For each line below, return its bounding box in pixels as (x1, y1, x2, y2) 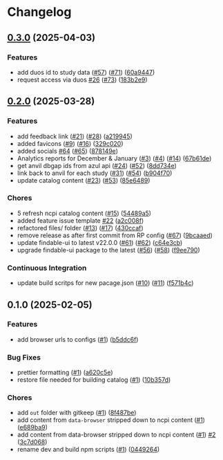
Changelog (7, 4, 72, 20)
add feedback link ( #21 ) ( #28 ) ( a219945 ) (17, 132, 133, 140)
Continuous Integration (7, 263, 87, 273)
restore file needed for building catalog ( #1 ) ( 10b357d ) (17, 376, 171, 384)
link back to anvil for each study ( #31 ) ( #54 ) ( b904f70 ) (17, 169, 173, 177)
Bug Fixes (7, 352, 41, 362)
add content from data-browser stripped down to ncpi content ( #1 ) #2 (17, 430, 216, 439)
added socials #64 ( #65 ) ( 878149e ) (17, 147, 119, 155)
